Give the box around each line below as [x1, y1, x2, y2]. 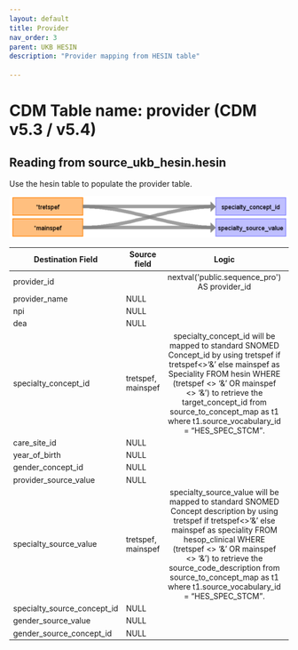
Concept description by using [170, 505, 278, 516]
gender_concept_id [12, 462, 84, 473]
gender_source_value [12, 615, 91, 626]
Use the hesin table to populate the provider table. [9, 179, 192, 189]
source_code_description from [168, 562, 280, 573]
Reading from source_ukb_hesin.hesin [9, 155, 227, 170]
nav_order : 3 [9, 33, 58, 42]
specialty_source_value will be [169, 486, 279, 497]
